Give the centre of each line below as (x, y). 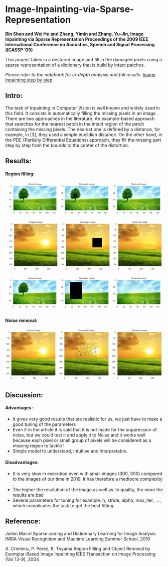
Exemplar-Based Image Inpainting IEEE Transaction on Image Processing (80, 554)
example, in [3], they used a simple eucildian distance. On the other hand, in (84, 135)
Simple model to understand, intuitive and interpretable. (70, 451)
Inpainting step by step (29, 80)
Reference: (23, 522)
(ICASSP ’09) (19, 50)
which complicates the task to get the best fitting (63, 505)
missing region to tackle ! (38, 445)
